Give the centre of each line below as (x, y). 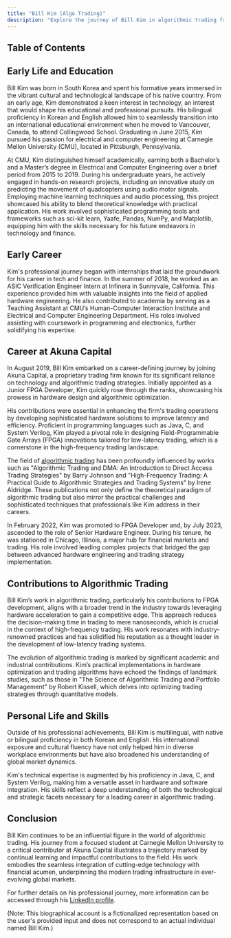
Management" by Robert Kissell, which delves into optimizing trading (105, 687)
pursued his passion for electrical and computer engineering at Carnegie (110, 139)
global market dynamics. (42, 762)
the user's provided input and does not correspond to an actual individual (111, 920)
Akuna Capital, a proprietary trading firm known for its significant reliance (111, 376)
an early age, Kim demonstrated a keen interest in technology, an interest (111, 102)
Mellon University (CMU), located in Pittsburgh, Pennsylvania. (95, 146)
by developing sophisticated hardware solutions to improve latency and (108, 418)
